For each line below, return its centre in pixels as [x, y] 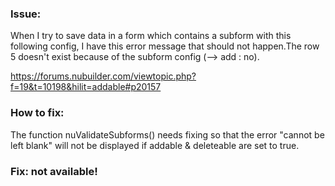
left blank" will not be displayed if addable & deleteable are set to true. [155, 145]
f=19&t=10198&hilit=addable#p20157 [86, 87]
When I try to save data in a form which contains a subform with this [151, 36]
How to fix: [37, 113]
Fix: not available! [54, 171]
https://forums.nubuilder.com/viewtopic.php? [103, 76]
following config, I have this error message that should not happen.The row [165, 46]
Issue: [26, 14]
